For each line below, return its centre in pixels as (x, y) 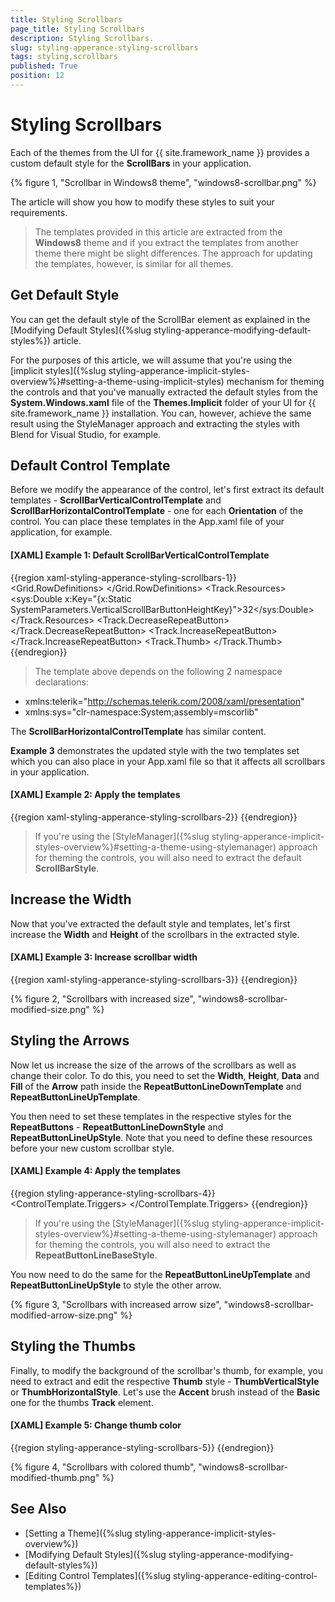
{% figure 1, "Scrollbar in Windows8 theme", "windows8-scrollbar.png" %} (163, 182)
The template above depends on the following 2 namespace (158, 671)
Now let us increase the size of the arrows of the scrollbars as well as (153, 1065)
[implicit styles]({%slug (58, 370)
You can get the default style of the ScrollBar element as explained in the (160, 319)
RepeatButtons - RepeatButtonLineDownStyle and (117, 1127)
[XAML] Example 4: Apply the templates (96, 1171)
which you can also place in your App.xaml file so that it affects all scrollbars (168, 761)
